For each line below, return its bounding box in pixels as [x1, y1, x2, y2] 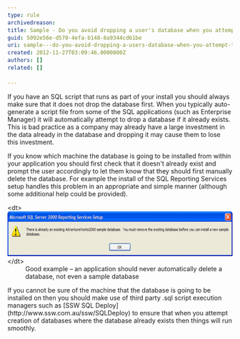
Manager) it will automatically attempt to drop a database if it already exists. [7, 115, 231, 123]
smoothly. [7, 323, 37, 332]
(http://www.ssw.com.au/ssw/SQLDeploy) [7, 308, 131, 317]
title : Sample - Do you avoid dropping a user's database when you [7, 26, 213, 34]
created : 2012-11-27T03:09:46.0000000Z [7, 49, 126, 56]
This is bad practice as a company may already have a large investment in [7, 122, 225, 131]
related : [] [7, 64, 43, 71]
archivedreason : [7, 19, 56, 26]
